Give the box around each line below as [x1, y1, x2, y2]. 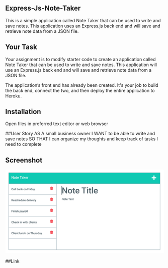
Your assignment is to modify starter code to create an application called [5, 56, 156, 62]
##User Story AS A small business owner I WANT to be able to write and [5, 131, 155, 137]
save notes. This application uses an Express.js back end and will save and [5, 23, 161, 29]
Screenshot [5, 156, 43, 165]
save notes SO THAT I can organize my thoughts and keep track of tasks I [5, 136, 158, 142]
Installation [5, 108, 41, 116]
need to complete [5, 141, 42, 147]
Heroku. [5, 93, 22, 99]
